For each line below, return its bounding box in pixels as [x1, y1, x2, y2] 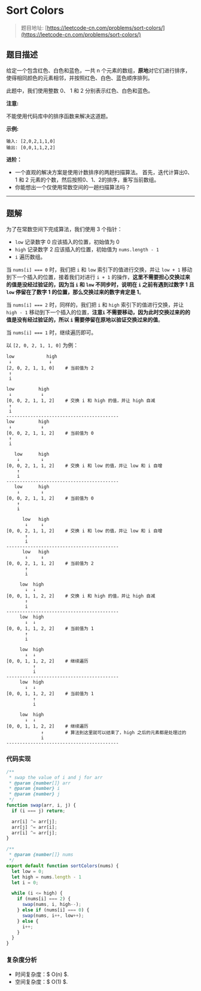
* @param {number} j [8, 791, 60, 797]
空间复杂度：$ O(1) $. [14, 978, 68, 985]
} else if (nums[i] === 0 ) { [17, 907, 90, 913]
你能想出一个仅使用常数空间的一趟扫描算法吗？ [14, 183, 130, 190]
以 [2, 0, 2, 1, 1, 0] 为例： [6, 341, 79, 348]
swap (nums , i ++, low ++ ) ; [22, 913, 84, 919]
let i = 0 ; [11, 880, 39, 886]
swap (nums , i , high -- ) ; [22, 902, 82, 908]
